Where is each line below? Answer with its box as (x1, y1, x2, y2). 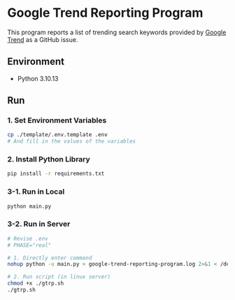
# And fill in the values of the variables (7, 138, 136, 145)
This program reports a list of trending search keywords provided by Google (7, 28, 227, 36)
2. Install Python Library (7, 155, 91, 164)
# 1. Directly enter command (7, 254, 92, 262)
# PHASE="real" (7, 241, 52, 249)
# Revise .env (7, 235, 49, 242)
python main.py (7, 203, 52, 210)
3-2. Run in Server (7, 219, 71, 229)
